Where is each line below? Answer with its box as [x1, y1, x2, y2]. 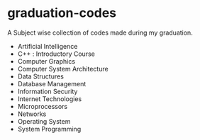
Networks [17, 110, 47, 118]
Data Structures [17, 72, 64, 81]
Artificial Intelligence [17, 42, 78, 50]
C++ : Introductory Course [17, 49, 96, 58]
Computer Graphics [17, 57, 76, 65]
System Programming [17, 124, 82, 133]
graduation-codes [7, 5, 117, 21]
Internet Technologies [17, 94, 82, 103]
